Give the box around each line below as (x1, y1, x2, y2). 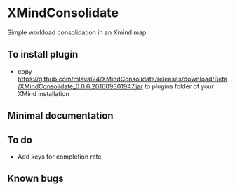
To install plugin (7, 48, 79, 60)
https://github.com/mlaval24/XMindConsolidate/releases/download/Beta (17, 74, 228, 83)
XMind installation (17, 89, 70, 98)
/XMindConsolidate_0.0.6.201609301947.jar (17, 82, 143, 91)
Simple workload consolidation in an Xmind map (7, 28, 147, 37)
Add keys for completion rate (17, 152, 102, 161)
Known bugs (7, 173, 65, 185)
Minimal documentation (7, 110, 114, 122)
